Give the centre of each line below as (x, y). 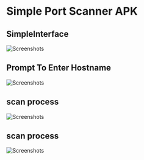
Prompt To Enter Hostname (59, 68)
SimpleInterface (38, 34)
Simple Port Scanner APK (72, 11)
